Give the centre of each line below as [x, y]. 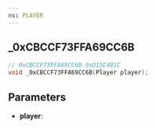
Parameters [37, 97]
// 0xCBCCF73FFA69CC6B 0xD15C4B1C [65, 65]
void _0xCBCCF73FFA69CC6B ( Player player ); [78, 73]
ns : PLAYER [26, 15]
